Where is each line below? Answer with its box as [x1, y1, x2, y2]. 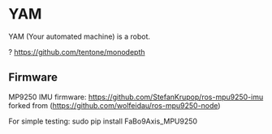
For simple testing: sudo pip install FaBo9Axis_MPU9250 [8, 116, 197, 126]
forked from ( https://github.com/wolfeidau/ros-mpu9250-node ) [8, 100, 221, 110]
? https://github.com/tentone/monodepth [8, 47, 145, 57]
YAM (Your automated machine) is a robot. [8, 31, 150, 41]
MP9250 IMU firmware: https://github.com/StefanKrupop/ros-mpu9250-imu [8, 92, 264, 102]
